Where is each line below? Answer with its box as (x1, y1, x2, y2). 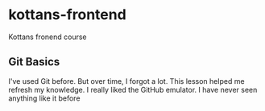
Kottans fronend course (8, 32, 87, 42)
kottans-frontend (8, 6, 126, 24)
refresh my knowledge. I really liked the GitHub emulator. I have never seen (8, 85, 258, 94)
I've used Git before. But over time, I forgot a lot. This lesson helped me (8, 76, 245, 85)
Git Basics (8, 55, 60, 69)
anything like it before (8, 93, 81, 103)
